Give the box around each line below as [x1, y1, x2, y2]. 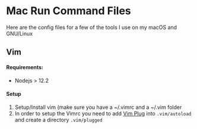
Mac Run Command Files [6, 4, 132, 18]
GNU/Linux [6, 30, 33, 37]
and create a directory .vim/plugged [14, 116, 103, 123]
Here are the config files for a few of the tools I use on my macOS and [6, 24, 177, 31]
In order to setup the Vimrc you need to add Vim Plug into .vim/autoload [14, 109, 192, 117]
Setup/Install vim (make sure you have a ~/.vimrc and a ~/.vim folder [14, 104, 182, 111]
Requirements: [6, 63, 43, 70]
